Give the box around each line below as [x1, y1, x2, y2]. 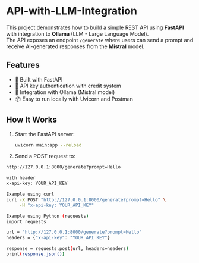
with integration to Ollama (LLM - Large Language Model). [6, 30, 149, 37]
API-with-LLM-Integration [6, 4, 138, 18]
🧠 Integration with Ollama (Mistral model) [14, 88, 115, 96]
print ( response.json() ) [6, 251, 65, 257]
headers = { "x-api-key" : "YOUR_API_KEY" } [6, 235, 110, 241]
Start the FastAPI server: [14, 130, 75, 137]
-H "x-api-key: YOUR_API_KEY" [19, 202, 94, 208]
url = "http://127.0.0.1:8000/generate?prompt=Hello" [6, 229, 143, 236]
